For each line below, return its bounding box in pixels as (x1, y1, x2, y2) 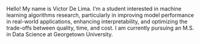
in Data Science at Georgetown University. (6, 31, 113, 38)
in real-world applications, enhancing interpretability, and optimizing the (6, 18, 188, 25)
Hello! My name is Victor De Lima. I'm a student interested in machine (6, 5, 182, 12)
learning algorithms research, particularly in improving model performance (6, 11, 194, 19)
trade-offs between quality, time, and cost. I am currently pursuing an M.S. (6, 24, 194, 31)
